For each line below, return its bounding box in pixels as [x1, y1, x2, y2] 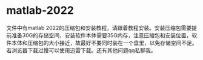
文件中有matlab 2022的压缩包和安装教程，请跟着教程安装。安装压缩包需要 [6, 24, 192, 31]
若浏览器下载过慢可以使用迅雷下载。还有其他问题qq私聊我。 [6, 46, 156, 54]
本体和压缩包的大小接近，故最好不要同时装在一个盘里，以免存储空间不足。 [11, 39, 198, 46]
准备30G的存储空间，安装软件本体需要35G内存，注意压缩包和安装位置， [11, 31, 192, 39]
